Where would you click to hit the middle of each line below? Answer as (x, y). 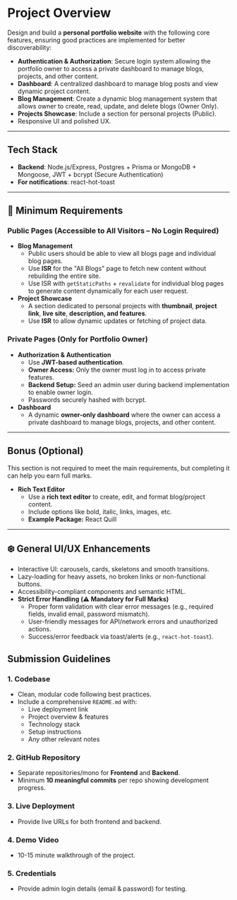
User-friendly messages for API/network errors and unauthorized (123, 621)
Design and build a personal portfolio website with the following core (109, 32)
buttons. (30, 584)
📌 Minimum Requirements (65, 211)
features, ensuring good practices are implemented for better (96, 39)
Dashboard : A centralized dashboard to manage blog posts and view (118, 83)
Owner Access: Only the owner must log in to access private (117, 370)
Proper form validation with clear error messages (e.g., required (121, 607)
